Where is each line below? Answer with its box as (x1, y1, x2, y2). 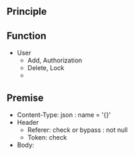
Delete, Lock (27, 64, 64, 72)
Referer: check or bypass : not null (27, 126, 128, 134)
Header (16, 118, 40, 127)
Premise (6, 91, 44, 104)
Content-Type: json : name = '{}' (16, 111, 111, 119)
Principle (6, 6, 47, 18)
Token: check (27, 133, 67, 142)
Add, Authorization (27, 56, 83, 65)
